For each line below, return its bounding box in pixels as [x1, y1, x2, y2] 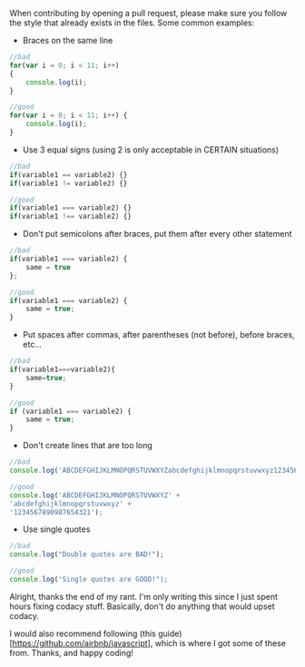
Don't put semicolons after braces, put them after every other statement [22, 229, 292, 240]
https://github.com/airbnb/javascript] [12, 637, 152, 648]
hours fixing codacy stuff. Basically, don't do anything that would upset [9, 601, 275, 612]
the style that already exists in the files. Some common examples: [9, 17, 255, 28]
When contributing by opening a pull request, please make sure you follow [9, 8, 288, 18]
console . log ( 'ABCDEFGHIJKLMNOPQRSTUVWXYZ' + [9, 490, 181, 500]
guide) [157, 628, 182, 639]
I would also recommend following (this [9, 628, 156, 639]
